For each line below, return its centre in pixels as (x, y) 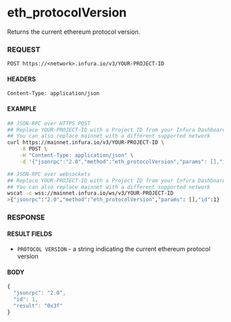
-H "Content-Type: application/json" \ (77, 155)
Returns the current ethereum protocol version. (74, 32)
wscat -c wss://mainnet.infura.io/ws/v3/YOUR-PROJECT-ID (90, 193)
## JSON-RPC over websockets (49, 174)
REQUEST (24, 50)
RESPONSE (26, 217)
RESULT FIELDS (30, 234)
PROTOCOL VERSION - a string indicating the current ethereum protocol (114, 249)
